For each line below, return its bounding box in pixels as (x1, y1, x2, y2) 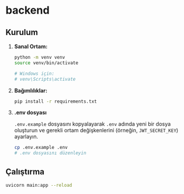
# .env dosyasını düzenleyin (14, 150, 87, 156)
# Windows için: (14, 71, 55, 77)
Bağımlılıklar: (14, 87, 48, 94)
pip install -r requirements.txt (14, 98, 97, 104)
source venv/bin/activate (14, 60, 78, 66)
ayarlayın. (14, 133, 39, 140)
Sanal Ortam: (14, 43, 48, 50)
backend (5, 4, 50, 17)
